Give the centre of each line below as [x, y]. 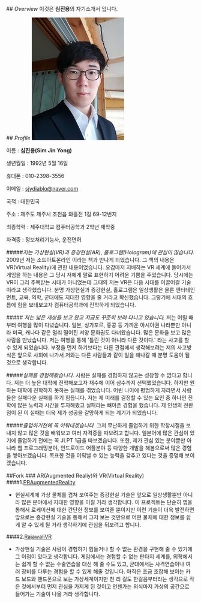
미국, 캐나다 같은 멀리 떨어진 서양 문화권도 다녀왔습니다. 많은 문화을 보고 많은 [102, 332]
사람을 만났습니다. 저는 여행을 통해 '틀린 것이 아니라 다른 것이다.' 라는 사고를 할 [98, 340]
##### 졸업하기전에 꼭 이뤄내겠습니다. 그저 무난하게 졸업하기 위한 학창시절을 [95, 425]
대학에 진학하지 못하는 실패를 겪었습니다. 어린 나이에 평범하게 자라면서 [99, 390]
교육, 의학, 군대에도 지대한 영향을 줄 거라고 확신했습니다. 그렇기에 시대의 [103, 297]
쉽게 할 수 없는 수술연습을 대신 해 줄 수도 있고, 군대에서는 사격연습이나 [103, 564]
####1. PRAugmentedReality [41, 482]
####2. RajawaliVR [29, 536]
